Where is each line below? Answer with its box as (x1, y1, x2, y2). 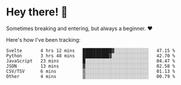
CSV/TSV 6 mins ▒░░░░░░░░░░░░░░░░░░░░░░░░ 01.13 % (6, 68, 176, 74)
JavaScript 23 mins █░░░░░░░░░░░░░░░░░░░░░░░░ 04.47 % (6, 58, 176, 64)
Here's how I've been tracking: (6, 36, 81, 43)
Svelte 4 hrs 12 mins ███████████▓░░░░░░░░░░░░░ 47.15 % (6, 47, 176, 54)
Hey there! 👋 (6, 5, 68, 19)
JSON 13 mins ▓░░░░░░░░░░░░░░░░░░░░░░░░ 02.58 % (6, 63, 176, 69)
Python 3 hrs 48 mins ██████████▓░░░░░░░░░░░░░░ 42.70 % (6, 53, 176, 58)
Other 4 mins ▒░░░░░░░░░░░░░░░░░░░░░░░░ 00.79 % (6, 73, 176, 79)
